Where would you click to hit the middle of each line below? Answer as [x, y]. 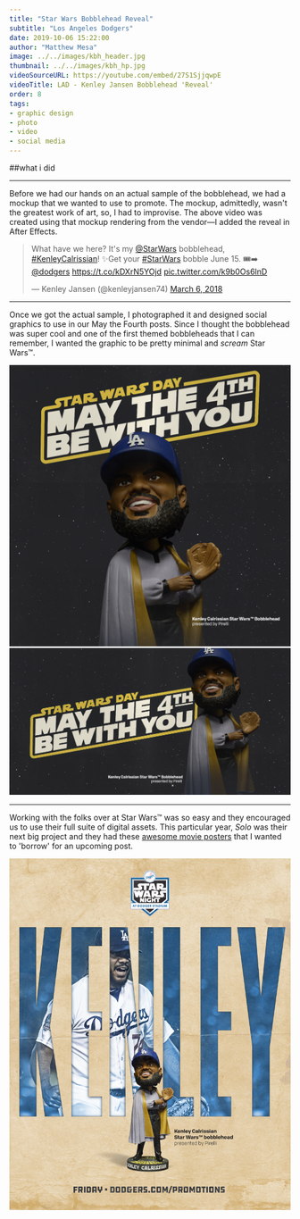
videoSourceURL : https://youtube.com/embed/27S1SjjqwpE [115, 76]
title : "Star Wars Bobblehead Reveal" [81, 19]
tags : [19, 104]
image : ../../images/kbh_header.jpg [77, 57]
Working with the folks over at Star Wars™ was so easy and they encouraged [150, 818]
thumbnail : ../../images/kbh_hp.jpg [77, 66]
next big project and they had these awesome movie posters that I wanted [146, 837]
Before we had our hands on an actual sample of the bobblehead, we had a [147, 193]
